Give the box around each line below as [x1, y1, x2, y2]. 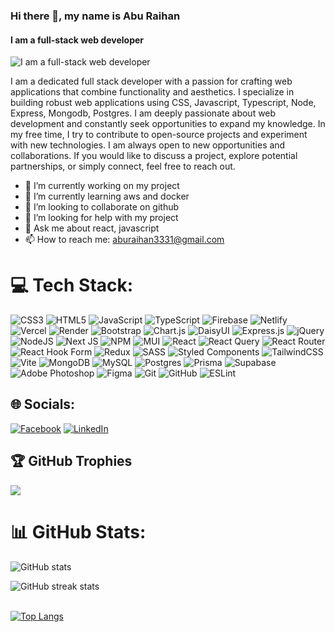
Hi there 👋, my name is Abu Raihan [10, 9, 181, 23]
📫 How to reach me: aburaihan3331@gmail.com [24, 234, 225, 246]
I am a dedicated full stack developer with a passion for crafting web [10, 75, 293, 88]
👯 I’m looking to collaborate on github [24, 201, 180, 213]
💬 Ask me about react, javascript [24, 222, 160, 234]
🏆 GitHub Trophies [10, 453, 133, 470]
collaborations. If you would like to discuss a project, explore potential [10, 150, 298, 162]
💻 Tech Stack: [10, 274, 134, 297]
